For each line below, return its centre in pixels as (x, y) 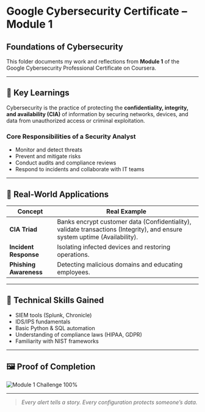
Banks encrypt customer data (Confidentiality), (124, 221)
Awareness (26, 272)
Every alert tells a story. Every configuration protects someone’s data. (109, 402)
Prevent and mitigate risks (48, 156)
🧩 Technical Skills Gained (55, 300)
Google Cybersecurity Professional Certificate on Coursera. (81, 68)
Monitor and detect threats (49, 150)
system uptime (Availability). (98, 237)
